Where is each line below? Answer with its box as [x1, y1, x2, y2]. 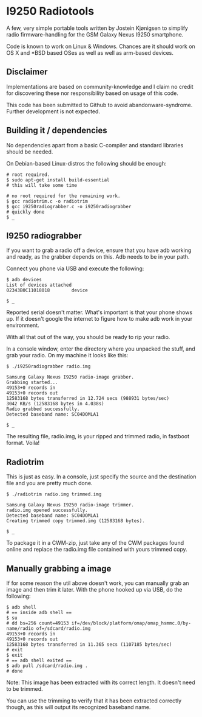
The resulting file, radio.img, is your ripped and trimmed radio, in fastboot [6, 433, 190, 440]
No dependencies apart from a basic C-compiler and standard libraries [6, 141, 184, 149]
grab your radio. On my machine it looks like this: [6, 352, 129, 359]
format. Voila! [6, 439, 40, 447]
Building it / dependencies [6, 125, 107, 136]
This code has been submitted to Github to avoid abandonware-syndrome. [6, 101, 193, 108]
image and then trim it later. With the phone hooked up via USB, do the [6, 586, 183, 593]
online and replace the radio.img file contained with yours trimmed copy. [6, 546, 187, 553]
